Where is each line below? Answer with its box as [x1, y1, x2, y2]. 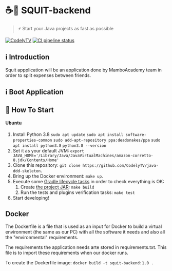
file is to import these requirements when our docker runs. [5, 249, 128, 256]
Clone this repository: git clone [12, 162, 81, 168]
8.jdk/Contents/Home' [12, 158, 59, 163]
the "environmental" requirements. [5, 234, 79, 240]
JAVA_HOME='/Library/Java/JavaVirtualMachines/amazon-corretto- [12, 153, 154, 158]
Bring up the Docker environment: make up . [12, 173, 104, 179]
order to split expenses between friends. [5, 72, 91, 78]
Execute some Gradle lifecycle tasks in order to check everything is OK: [12, 178, 164, 184]
